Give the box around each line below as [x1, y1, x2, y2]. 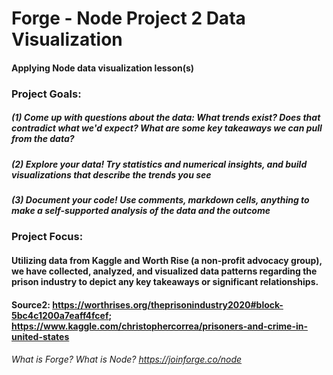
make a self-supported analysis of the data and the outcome [11, 205, 271, 217]
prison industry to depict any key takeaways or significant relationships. [11, 276, 319, 288]
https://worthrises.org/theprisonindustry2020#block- [52, 298, 284, 311]
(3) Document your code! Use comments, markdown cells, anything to [11, 194, 310, 206]
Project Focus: [11, 230, 84, 244]
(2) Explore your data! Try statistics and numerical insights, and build [11, 158, 308, 170]
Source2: [11, 298, 51, 311]
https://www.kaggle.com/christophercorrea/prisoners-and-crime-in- [11, 320, 309, 332]
